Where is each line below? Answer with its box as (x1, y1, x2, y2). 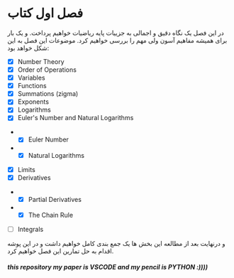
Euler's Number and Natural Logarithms (17, 114, 134, 122)
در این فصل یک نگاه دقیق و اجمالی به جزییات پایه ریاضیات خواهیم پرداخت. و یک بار (7, 28, 225, 37)
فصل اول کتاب (7, 5, 84, 21)
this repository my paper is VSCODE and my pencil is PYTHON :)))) (7, 263, 208, 272)
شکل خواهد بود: (7, 43, 50, 52)
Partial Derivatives (28, 195, 82, 203)
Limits (17, 165, 35, 173)
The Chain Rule (28, 210, 73, 219)
